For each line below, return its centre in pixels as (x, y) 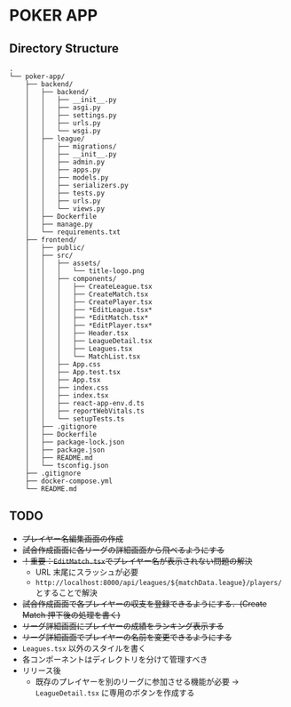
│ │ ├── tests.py (65, 193)
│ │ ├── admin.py (65, 162)
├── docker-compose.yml (69, 481)
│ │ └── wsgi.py (63, 131)
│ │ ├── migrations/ (71, 147)
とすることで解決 (66, 592)
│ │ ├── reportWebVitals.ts (85, 411)
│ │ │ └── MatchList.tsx (83, 357)
